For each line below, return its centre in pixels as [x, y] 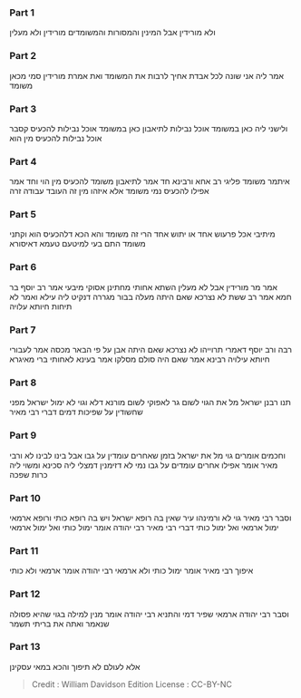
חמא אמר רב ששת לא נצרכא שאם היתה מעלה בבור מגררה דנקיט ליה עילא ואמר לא [150, 296]
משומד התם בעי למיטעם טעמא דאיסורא [78, 244]
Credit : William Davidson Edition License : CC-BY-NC [132, 684]
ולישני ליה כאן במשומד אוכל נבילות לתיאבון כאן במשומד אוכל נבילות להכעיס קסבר [149, 128]
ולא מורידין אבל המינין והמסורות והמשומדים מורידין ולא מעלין [112, 33]
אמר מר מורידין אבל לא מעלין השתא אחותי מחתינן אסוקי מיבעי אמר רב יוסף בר [144, 286]
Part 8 [23, 383]
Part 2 [23, 56]
